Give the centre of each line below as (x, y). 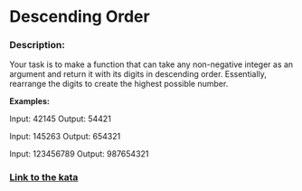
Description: (37, 45)
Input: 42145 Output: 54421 (60, 119)
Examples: (29, 101)
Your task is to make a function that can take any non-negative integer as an (151, 64)
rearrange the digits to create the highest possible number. (119, 84)
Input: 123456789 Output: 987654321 (79, 154)
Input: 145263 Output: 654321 (65, 137)
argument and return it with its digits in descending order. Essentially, (138, 74)
